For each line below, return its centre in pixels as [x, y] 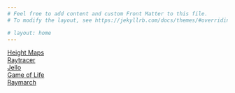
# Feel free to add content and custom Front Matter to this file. [108, 14]
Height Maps [26, 52]
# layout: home [29, 33]
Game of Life [26, 75]
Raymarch [22, 83]
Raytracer [21, 60]
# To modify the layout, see [50, 20]
